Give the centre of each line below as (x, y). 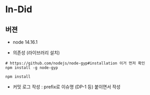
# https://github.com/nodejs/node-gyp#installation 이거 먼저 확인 (75, 63)
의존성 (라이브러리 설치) (36, 53)
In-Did (19, 9)
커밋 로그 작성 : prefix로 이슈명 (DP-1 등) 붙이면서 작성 (67, 87)
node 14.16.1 (25, 42)
